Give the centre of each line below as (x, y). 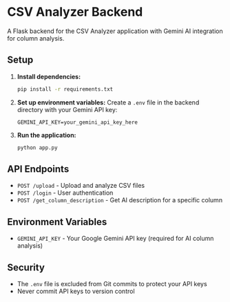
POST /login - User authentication (65, 193)
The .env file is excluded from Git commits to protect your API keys (112, 283)
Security (26, 267)
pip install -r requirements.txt (65, 89)
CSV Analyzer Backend (75, 12)
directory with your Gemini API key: (67, 109)
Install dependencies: (49, 76)
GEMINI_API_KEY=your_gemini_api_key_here (77, 122)
